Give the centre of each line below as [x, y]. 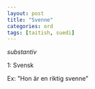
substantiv [22, 52]
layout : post [26, 13]
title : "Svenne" [30, 20]
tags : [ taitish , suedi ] [41, 33]
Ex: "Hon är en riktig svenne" [48, 79]
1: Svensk [21, 65]
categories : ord [30, 26]
